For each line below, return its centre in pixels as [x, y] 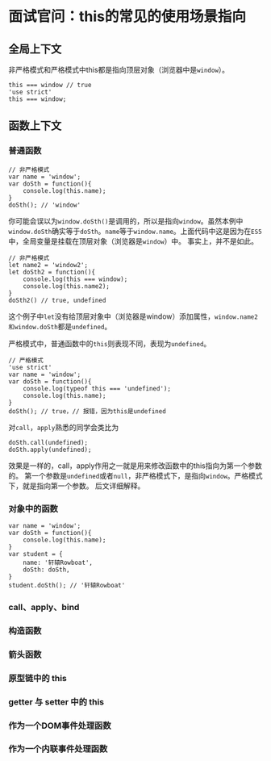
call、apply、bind [44, 607]
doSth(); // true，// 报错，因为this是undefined [88, 411]
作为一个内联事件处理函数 [58, 749]
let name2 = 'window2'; [48, 265]
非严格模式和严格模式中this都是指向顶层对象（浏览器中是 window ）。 [119, 70]
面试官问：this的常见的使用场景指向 [127, 17]
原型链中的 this [38, 678]
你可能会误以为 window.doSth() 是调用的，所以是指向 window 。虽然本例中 [126, 221]
